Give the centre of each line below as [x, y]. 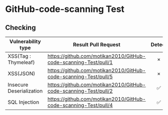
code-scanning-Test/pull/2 [80, 91]
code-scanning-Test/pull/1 [80, 62]
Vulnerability [25, 42]
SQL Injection [23, 102]
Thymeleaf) [21, 62]
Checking [20, 28]
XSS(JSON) [21, 73]
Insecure [18, 85]
